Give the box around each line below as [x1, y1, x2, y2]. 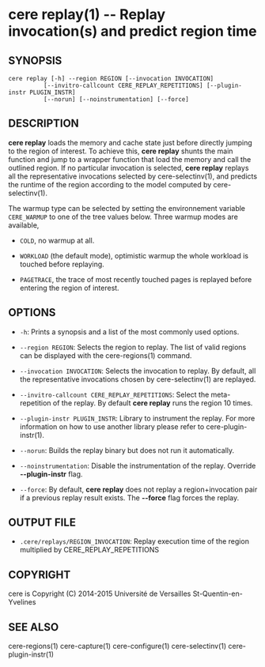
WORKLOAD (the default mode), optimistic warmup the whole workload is [19, 251, 249, 260]
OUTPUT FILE [8, 516, 77, 529]
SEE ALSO [8, 620, 59, 634]
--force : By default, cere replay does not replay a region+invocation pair [19, 484, 258, 494]
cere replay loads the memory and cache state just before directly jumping [8, 138, 253, 147]
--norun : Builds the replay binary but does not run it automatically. [19, 445, 235, 455]
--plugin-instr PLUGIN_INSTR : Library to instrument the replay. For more [19, 413, 256, 423]
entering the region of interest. [19, 283, 120, 292]
